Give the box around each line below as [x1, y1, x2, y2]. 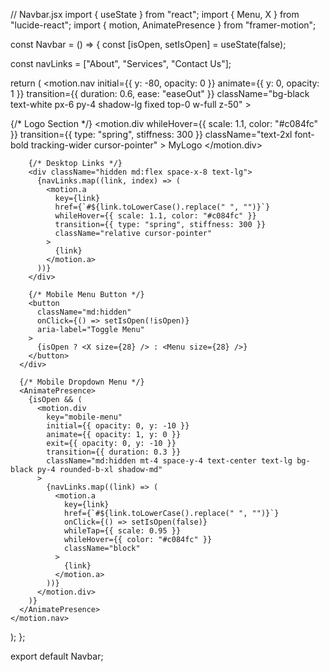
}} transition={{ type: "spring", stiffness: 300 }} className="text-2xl [10, 129, 293, 140]
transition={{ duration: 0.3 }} [46, 447, 182, 457]
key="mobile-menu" [46, 412, 123, 422]
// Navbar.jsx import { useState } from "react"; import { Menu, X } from [10, 9, 300, 20]
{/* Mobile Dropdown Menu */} [19, 377, 145, 387]
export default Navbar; [10, 650, 104, 662]
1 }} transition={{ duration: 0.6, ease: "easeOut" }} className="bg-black [10, 88, 310, 99]
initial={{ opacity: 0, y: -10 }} [46, 421, 190, 431]
